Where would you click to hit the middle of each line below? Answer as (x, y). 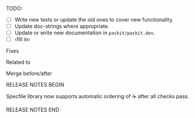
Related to (18, 62)
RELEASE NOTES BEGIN (35, 85)
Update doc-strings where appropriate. (62, 26)
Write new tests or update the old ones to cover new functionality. (94, 19)
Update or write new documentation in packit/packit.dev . (85, 33)
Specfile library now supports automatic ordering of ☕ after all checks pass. (97, 96)
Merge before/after (29, 74)
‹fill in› (22, 40)
